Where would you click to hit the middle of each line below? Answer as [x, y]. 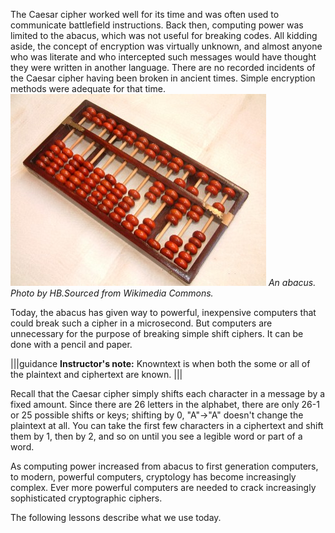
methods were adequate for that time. [88, 88]
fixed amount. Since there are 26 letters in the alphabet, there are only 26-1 [165, 404]
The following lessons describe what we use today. [116, 517]
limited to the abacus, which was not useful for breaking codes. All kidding [164, 35]
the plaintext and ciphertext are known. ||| [96, 374]
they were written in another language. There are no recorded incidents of [163, 67]
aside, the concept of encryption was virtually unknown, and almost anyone [166, 46]
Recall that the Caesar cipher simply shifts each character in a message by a [168, 393]
